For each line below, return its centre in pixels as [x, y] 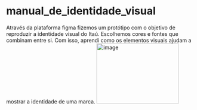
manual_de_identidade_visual [81, 11]
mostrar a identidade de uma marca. [51, 101]
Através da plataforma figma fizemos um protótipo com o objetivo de [91, 27]
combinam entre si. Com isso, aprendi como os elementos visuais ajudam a [99, 40]
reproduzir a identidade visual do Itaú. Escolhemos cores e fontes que [92, 33]
